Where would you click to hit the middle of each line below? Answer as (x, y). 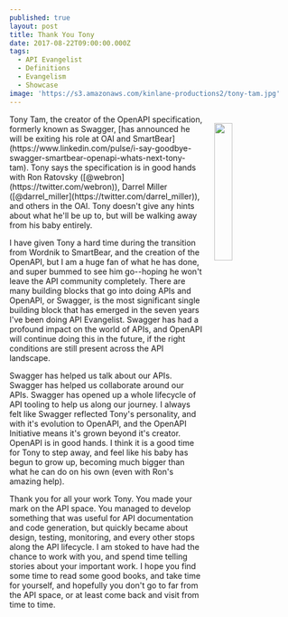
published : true (40, 18)
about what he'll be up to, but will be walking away (103, 215)
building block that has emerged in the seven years (105, 309)
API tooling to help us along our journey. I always (100, 404)
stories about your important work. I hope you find (103, 565)
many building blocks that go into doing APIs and (100, 290)
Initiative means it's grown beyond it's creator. (95, 433)
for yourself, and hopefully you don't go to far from (104, 585)
